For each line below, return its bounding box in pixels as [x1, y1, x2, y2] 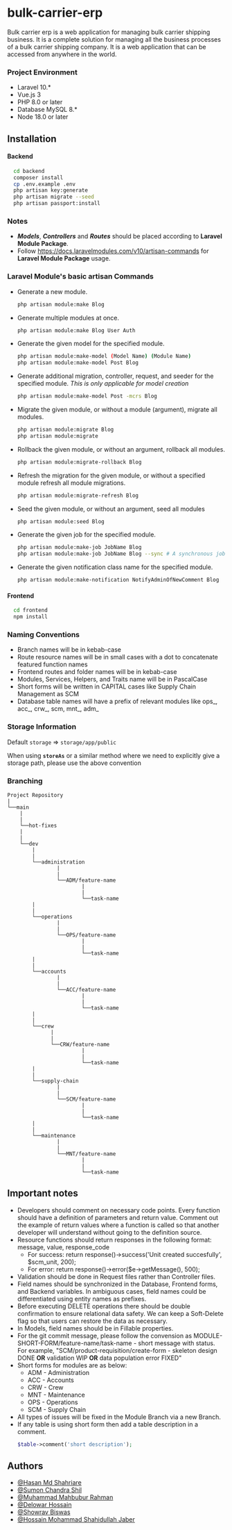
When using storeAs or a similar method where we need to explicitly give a [7, 751, 220, 759]
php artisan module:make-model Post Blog [17, 359, 139, 366]
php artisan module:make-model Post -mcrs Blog [17, 393, 157, 400]
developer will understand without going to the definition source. [17, 1228, 202, 1236]
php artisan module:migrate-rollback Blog [17, 459, 142, 466]
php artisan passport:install [13, 200, 100, 207]
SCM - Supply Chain [27, 1405, 87, 1413]
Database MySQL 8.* [17, 106, 78, 114]
